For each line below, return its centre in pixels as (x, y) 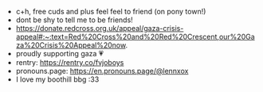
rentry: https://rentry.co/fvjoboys (70, 62)
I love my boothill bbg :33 (57, 79)
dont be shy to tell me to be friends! (74, 20)
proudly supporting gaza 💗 (60, 54)
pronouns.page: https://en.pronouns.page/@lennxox (102, 71)
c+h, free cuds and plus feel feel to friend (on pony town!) (111, 11)
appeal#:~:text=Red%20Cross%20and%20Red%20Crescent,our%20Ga (135, 36)
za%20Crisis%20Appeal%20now (71, 45)
